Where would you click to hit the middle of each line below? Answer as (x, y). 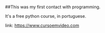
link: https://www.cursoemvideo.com (42, 25)
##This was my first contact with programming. (53, 7)
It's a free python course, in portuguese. (46, 16)
